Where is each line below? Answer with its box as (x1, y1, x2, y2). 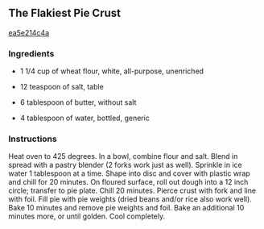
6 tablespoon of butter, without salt (19, 98, 137, 107)
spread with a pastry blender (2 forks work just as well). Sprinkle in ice (8, 160, 243, 170)
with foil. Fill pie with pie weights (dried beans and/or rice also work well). (8, 194, 252, 204)
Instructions (8, 133, 58, 144)
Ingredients (8, 48, 55, 59)
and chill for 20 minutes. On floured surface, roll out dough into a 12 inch (8, 177, 249, 187)
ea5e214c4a (8, 27, 50, 37)
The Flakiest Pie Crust (8, 6, 121, 20)
